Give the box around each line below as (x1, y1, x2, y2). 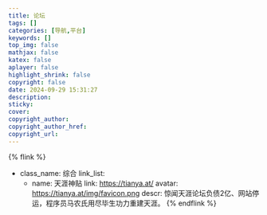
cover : (8, 108, 30, 116)
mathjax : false (8, 49, 59, 57)
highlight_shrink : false (8, 71, 91, 79)
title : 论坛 (8, 11, 45, 20)
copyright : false (8, 78, 66, 86)
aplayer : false (8, 64, 59, 72)
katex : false (8, 57, 52, 64)
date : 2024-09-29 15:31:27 (8, 85, 98, 94)
